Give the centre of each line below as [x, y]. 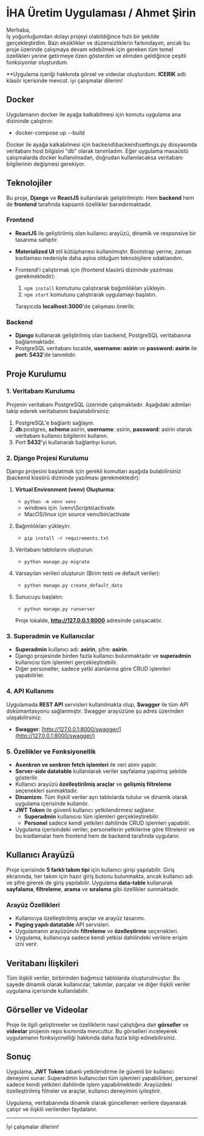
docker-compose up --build [50, 132]
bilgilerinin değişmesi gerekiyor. [46, 164]
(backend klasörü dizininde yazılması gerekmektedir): [73, 478]
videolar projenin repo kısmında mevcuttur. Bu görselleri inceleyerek [92, 1031]
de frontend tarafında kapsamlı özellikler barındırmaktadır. [79, 204]
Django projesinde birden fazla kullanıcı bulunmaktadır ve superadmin [103, 656]
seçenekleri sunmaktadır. [46, 791]
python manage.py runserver [59, 609]
